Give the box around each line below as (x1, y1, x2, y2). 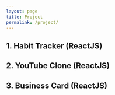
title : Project (6, 14, 43, 20)
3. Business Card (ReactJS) (6, 80, 108, 90)
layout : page (6, 8, 38, 15)
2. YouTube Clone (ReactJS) (6, 61, 110, 71)
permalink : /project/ (6, 19, 59, 25)
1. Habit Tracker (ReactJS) (6, 41, 103, 51)
